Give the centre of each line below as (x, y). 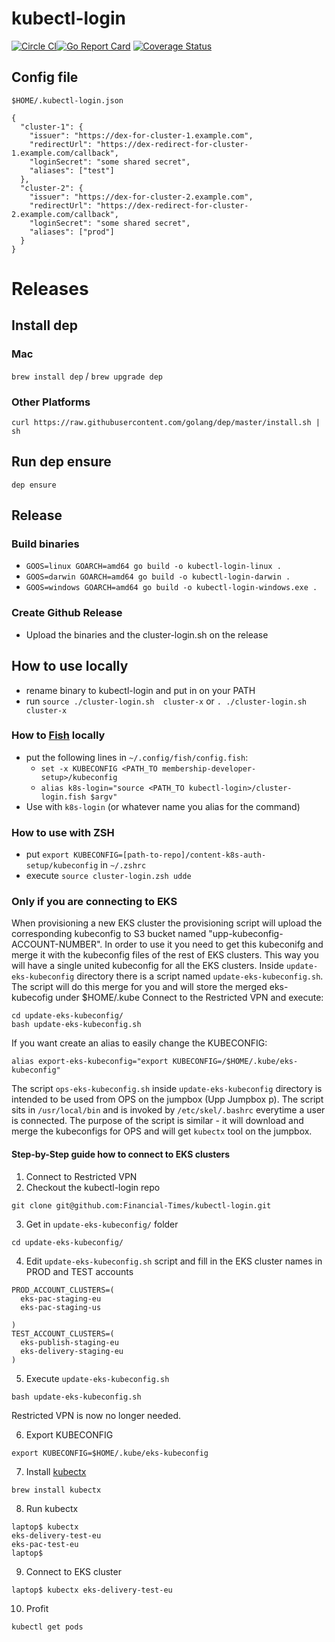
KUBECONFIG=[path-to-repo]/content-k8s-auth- (170, 855)
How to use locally (70, 666)
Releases (50, 288)
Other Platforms (51, 402)
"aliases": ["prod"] (72, 232)
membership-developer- (209, 768)
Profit (37, 1608)
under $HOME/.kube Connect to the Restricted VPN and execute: (189, 998)
